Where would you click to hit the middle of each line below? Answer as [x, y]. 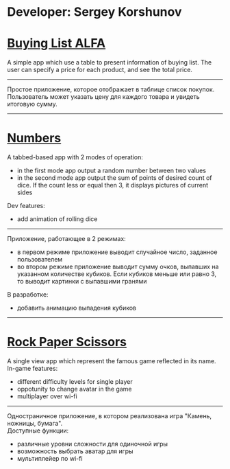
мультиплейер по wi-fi [50, 458]
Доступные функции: [38, 431]
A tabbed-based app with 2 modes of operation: [75, 157]
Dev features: [26, 206]
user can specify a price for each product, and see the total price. [100, 70]
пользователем [40, 260]
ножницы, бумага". [35, 423]
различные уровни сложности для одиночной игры [92, 444]
